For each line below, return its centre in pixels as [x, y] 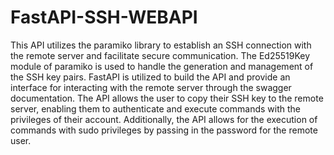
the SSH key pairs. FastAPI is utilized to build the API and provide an [150, 77]
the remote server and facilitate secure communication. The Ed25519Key [160, 55]
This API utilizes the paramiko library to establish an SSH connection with [161, 45]
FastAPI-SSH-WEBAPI [104, 17]
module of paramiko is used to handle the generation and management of [162, 66]
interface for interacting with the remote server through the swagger [151, 87]
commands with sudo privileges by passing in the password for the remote [164, 130]
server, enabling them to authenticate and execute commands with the [155, 108]
